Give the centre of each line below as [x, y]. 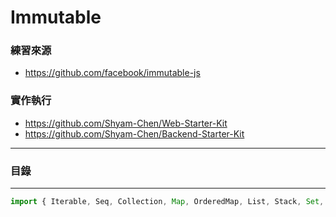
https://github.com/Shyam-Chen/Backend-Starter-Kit [134, 133]
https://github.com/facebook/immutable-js [112, 73]
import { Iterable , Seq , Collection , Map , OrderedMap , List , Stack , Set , [167, 202]
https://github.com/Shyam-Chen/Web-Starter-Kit [126, 123]
